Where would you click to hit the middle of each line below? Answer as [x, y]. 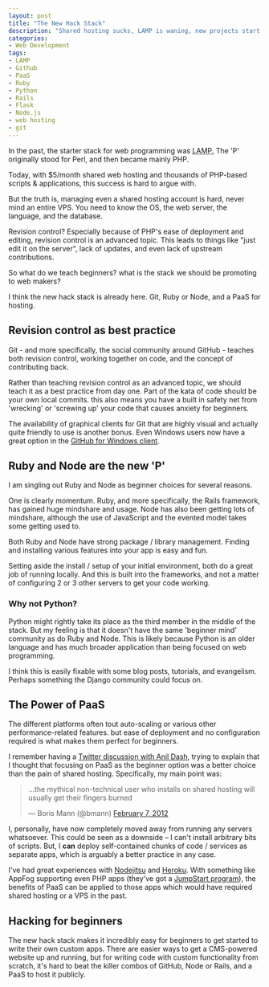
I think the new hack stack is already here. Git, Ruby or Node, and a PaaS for [134, 296]
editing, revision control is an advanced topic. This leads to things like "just [132, 240]
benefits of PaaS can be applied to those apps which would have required [130, 887]
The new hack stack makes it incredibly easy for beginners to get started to [133, 940]
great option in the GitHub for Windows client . [84, 440]
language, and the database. [55, 216]
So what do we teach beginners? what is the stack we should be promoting [132, 272]
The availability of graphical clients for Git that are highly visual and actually [133, 423]
